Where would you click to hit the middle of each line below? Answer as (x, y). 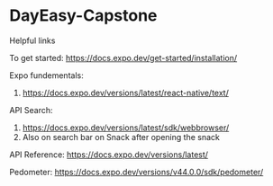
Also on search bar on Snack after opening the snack (121, 137)
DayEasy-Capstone (83, 16)
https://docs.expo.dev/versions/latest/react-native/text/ (126, 93)
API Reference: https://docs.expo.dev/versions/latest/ (109, 155)
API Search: (31, 110)
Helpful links (32, 40)
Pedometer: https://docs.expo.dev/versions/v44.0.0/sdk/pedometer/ (136, 172)
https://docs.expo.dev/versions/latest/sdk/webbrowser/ (126, 128)
